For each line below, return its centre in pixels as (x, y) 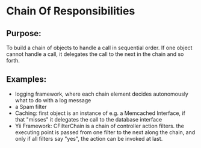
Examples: (26, 79)
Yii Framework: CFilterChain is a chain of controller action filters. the (100, 126)
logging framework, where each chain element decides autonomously (101, 94)
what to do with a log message (53, 100)
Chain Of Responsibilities (71, 11)
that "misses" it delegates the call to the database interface (88, 119)
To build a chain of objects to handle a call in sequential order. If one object (99, 48)
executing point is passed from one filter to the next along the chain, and (105, 132)
